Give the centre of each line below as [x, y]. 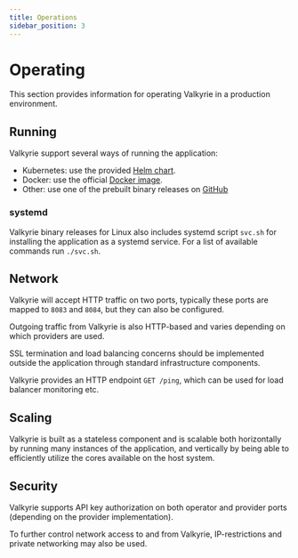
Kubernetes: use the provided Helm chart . [99, 171]
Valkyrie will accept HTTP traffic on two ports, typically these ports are [139, 300]
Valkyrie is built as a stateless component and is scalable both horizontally [145, 439]
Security [33, 486]
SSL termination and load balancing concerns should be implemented [137, 353]
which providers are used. [57, 336]
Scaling [31, 418]
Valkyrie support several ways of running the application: [113, 153]
